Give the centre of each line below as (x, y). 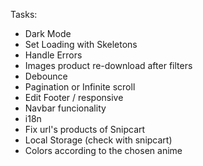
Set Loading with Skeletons (81, 44)
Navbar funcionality (65, 108)
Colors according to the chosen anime (103, 150)
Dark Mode (48, 33)
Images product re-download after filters (108, 65)
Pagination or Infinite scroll (80, 87)
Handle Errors (53, 55)
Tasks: (24, 14)
